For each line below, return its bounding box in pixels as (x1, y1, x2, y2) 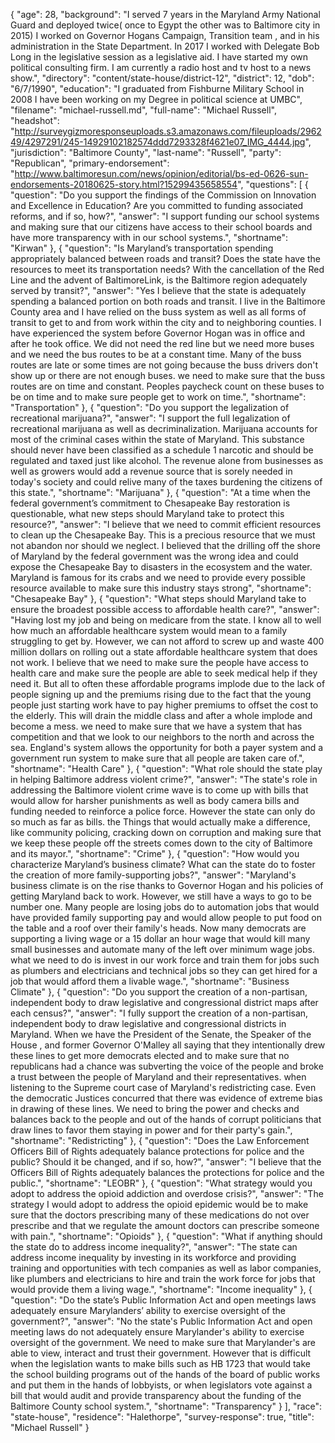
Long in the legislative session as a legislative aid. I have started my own (10, 51, 309, 63)
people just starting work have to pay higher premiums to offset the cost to (10, 699, 319, 711)
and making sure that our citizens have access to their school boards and (10, 221, 313, 233)
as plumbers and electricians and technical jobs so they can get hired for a (10, 965, 318, 976)
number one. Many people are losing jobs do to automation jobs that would (10, 901, 320, 913)
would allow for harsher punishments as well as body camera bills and (10, 795, 300, 806)
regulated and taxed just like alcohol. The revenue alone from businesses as (10, 455, 324, 466)
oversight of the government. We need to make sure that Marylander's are (10, 1337, 317, 1348)
